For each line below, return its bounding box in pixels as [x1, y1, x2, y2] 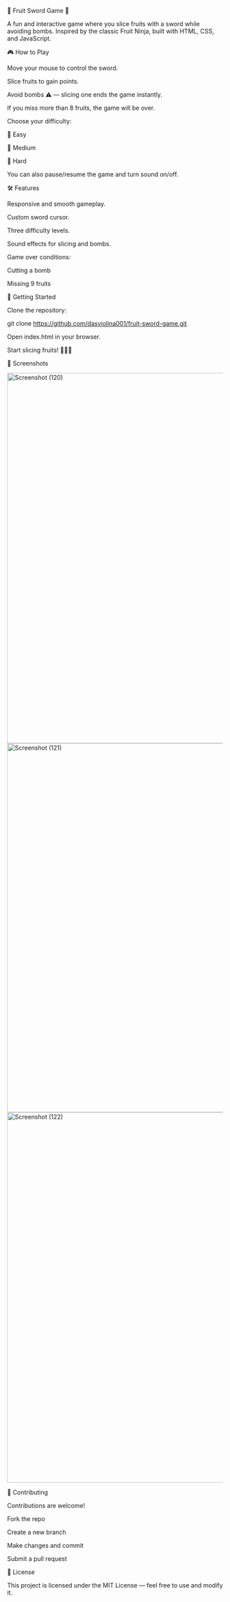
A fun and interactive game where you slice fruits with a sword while [7, 20, 200, 27]
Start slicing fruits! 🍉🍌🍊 [7, 346, 73, 354]
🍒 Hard [7, 157, 27, 165]
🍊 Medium [7, 144, 36, 152]
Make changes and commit [7, 1542, 84, 1549]
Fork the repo [7, 1515, 46, 1522]
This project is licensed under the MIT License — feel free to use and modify [7, 1581, 223, 1589]
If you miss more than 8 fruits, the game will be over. [7, 104, 155, 112]
